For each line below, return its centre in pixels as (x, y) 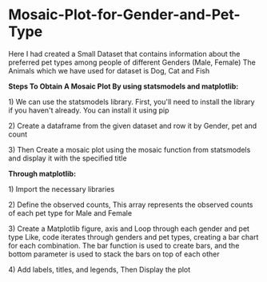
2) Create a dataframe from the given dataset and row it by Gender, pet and (133, 125)
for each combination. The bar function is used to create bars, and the (124, 245)
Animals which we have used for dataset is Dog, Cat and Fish (109, 70)
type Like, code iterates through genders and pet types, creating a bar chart (133, 236)
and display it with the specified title (68, 158)
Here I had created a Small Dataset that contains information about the (124, 54)
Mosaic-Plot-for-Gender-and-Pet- (125, 15)
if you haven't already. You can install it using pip (89, 110)
